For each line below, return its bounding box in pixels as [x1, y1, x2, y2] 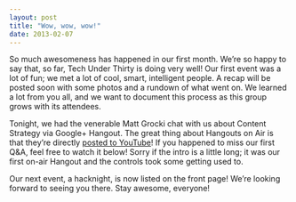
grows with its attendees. [9, 101, 101, 112]
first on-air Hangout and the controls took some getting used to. [9, 157, 244, 167]
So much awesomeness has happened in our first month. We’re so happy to [9, 54, 287, 65]
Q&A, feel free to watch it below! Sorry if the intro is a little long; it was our [9, 147, 281, 158]
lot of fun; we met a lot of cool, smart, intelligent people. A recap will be [9, 73, 271, 84]
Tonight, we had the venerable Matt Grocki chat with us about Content [9, 118, 267, 129]
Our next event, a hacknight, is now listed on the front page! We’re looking [9, 174, 281, 184]
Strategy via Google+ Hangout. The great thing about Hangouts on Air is [9, 128, 274, 139]
